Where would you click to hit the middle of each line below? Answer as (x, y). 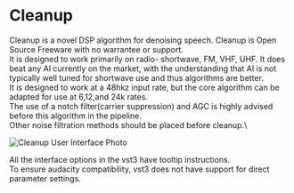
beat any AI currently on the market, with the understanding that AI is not (143, 68)
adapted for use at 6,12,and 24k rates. (79, 96)
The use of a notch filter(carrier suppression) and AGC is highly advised (141, 106)
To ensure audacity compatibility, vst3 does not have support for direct (139, 169)
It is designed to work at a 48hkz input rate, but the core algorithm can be (144, 87)
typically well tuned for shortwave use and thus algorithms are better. (137, 77)
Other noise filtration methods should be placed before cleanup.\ (128, 125)
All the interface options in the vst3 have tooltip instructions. (120, 159)
